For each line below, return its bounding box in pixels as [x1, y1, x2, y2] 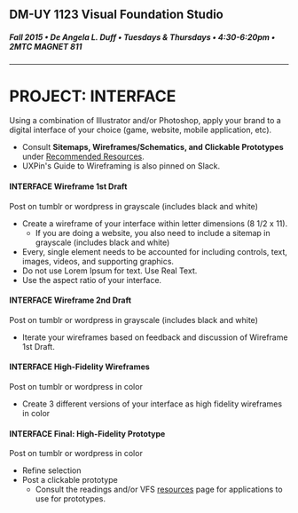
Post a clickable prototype [21, 475, 118, 485]
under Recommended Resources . [21, 151, 145, 162]
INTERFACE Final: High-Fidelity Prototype [9, 428, 166, 438]
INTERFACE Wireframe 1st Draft [9, 181, 128, 192]
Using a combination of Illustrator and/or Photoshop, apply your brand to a [9, 115, 281, 126]
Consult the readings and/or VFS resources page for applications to [35, 484, 283, 495]
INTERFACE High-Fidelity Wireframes [9, 361, 151, 372]
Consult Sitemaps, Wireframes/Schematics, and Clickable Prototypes [21, 142, 284, 153]
